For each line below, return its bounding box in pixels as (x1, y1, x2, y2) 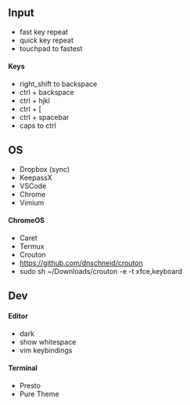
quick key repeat (19, 35, 74, 45)
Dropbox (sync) (19, 164, 70, 173)
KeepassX (19, 173, 52, 182)
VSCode (19, 181, 47, 191)
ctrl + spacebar (19, 113, 70, 122)
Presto (19, 381, 41, 390)
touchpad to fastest (19, 43, 83, 53)
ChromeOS (8, 216, 45, 225)
